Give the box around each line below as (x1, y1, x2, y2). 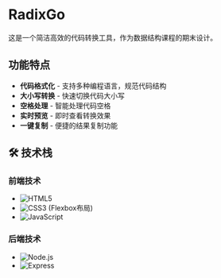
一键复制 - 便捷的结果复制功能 (19, 121, 118, 130)
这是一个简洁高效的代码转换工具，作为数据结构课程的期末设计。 (8, 33, 217, 42)
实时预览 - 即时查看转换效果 (19, 110, 111, 120)
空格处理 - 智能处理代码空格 (19, 101, 111, 110)
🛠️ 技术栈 (8, 146, 53, 160)
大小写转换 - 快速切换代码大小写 (19, 91, 126, 100)
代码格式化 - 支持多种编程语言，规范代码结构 (19, 81, 167, 91)
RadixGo (8, 6, 66, 24)
